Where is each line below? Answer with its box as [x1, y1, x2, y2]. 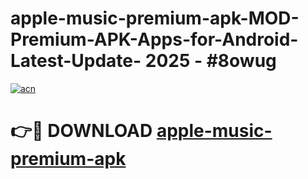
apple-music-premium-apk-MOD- [10, 7, 300, 30]
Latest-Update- [10, 50, 142, 72]
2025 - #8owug [144, 50, 277, 72]
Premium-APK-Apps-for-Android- [10, 28, 299, 51]
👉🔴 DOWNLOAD [10, 120, 153, 142]
